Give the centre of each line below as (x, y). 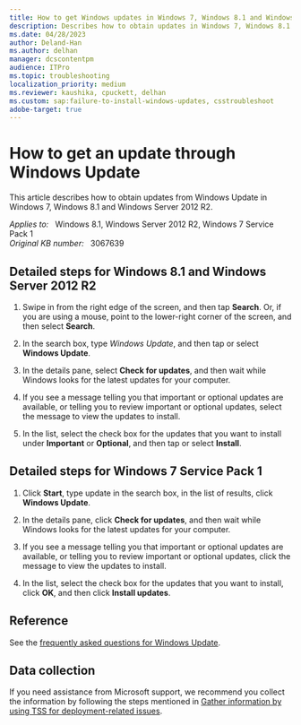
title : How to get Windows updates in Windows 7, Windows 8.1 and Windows (152, 17)
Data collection (52, 671)
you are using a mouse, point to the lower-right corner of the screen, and (157, 316)
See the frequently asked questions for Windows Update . (115, 643)
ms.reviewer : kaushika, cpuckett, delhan (88, 92)
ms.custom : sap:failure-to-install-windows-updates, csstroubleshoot (142, 101)
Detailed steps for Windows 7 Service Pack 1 (136, 471)
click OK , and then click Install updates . (96, 592)
